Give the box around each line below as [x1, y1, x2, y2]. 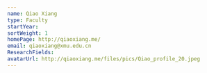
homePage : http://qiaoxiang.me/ [7, 36, 101, 43]
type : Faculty [7, 17, 49, 24]
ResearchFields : [7, 49, 54, 56]
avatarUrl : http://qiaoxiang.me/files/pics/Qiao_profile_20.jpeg [7, 56, 200, 63]
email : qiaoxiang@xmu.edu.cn [7, 42, 92, 49]
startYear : [7, 23, 39, 30]
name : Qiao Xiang [7, 10, 58, 17]
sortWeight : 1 [7, 29, 49, 37]
